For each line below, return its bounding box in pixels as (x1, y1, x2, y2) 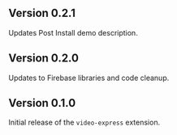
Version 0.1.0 (8, 96, 76, 110)
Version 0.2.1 (8, 6, 76, 20)
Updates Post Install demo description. (8, 27, 138, 37)
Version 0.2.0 (8, 52, 80, 65)
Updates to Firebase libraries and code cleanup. (8, 73, 170, 82)
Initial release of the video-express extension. (8, 117, 161, 128)
